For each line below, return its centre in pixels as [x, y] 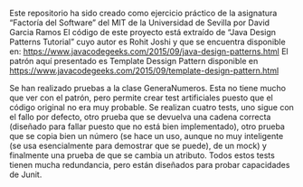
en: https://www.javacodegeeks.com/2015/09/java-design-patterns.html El [149, 51]
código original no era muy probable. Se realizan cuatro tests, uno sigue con [151, 107]
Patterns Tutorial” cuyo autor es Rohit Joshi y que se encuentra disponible [148, 42]
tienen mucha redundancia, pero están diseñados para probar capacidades [150, 165]
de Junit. [26, 174]
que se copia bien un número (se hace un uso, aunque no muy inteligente [147, 136]
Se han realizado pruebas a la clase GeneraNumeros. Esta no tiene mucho [148, 88]
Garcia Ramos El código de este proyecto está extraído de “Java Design [143, 32]
